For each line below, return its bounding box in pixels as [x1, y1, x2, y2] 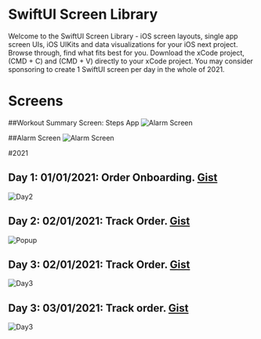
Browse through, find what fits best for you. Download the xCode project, [8, 48, 245, 57]
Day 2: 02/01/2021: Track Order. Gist [8, 215, 190, 228]
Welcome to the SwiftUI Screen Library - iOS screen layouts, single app [8, 31, 238, 41]
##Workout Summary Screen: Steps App [8, 117, 140, 127]
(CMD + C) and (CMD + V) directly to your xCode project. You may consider [8, 56, 253, 66]
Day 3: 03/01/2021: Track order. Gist [8, 301, 189, 315]
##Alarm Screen [8, 133, 61, 142]
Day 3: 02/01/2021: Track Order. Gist [8, 258, 190, 271]
